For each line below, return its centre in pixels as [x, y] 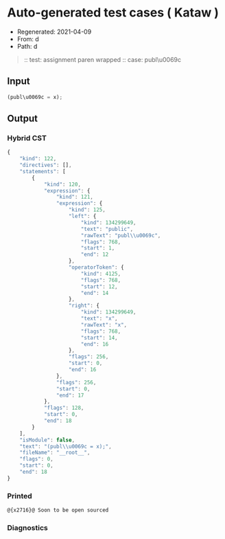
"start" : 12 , [99, 287]
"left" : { [82, 217]
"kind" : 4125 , [101, 274]
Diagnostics [27, 527]
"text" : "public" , [107, 229]
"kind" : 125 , [87, 210]
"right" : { [84, 306]
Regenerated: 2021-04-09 [54, 32]
